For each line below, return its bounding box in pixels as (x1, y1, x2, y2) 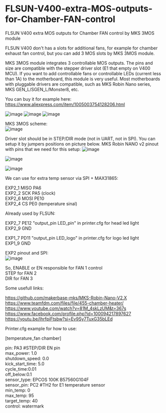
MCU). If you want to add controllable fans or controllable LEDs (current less (5, 70, 161, 76)
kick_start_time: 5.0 (5, 361, 45, 367)
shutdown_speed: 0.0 (5, 355, 50, 361)
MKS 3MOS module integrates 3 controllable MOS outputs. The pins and (5, 60, 153, 66)
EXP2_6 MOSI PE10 (5, 195, 45, 201)
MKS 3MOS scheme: (5, 121, 48, 127)
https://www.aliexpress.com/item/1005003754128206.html (5, 101, 125, 107)
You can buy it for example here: (5, 96, 72, 102)
